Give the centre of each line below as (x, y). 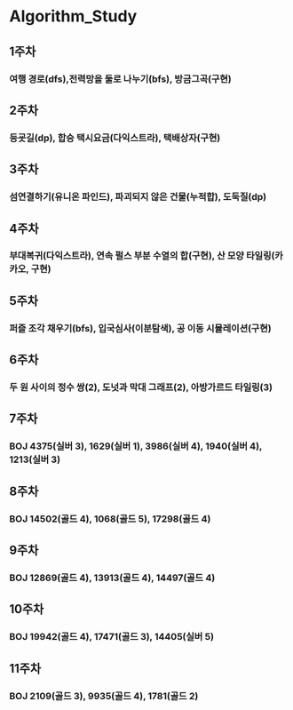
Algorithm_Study (73, 16)
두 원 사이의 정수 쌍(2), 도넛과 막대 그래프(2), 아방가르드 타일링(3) (141, 387)
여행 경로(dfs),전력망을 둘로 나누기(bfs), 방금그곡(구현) (121, 79)
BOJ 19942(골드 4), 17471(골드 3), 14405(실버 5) (112, 637)
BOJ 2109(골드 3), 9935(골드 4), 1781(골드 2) (104, 696)
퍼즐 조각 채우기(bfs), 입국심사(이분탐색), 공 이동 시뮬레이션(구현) (141, 328)
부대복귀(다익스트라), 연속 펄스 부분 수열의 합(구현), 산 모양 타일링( (142, 256)
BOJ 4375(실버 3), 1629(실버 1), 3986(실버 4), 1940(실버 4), (136, 446)
